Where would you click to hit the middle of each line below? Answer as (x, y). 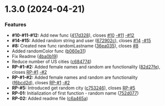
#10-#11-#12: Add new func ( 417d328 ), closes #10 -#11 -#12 (73, 35)
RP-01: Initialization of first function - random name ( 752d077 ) (75, 93)
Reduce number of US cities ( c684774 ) (52, 62)
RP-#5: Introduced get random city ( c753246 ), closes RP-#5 (73, 88)
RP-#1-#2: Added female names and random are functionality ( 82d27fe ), (86, 67)
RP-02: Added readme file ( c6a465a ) (50, 99)
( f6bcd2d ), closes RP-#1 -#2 (41, 83)
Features (16, 25)
